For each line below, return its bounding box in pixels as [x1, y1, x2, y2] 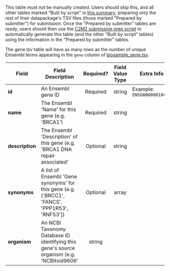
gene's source [40, 245, 75, 251]
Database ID [40, 232, 70, 239]
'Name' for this [40, 106, 76, 113]
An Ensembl [40, 85, 70, 92]
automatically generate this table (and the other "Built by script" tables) [5, 31, 154, 37]
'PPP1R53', [40, 205, 68, 212]
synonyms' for [40, 179, 75, 186]
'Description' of [40, 133, 78, 140]
